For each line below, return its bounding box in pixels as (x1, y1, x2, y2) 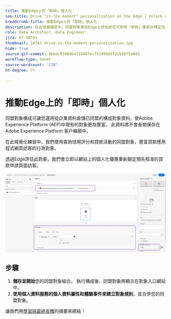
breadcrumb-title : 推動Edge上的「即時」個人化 (5, 19, 98, 24)
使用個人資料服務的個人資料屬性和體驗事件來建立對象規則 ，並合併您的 (12, 290, 160, 297)
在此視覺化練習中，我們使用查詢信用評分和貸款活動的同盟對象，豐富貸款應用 (5, 139, 166, 145)
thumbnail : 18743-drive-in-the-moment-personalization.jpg (5, 41, 133, 46)
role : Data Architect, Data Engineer (5, 30, 85, 35)
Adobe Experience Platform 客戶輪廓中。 (5, 128, 91, 134)
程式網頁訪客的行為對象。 (5, 145, 59, 151)
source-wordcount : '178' (5, 62, 58, 67)
